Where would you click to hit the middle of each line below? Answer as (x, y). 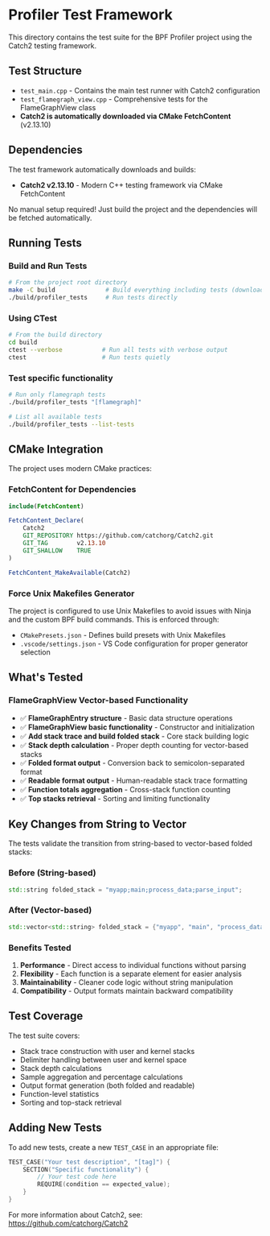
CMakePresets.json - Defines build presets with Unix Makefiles (123, 635)
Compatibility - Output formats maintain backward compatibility (127, 991)
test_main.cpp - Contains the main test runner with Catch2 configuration (140, 90)
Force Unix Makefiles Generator (72, 593)
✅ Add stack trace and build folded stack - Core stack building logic (134, 736)
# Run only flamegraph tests (57, 395)
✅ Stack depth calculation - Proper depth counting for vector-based (134, 745)
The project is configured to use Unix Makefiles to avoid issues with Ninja (130, 610)
